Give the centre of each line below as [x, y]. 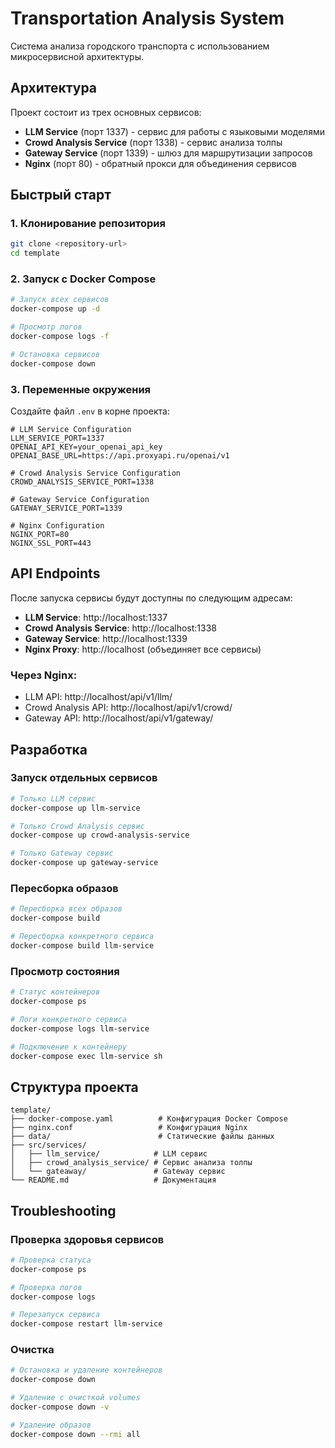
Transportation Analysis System [147, 18]
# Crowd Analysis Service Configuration [96, 473]
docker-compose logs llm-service [80, 1028]
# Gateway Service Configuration [80, 500]
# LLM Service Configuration [71, 430]
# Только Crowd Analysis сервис [77, 826]
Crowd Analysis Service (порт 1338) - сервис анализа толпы [153, 142]
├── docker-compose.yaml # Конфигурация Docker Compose [149, 1119]
